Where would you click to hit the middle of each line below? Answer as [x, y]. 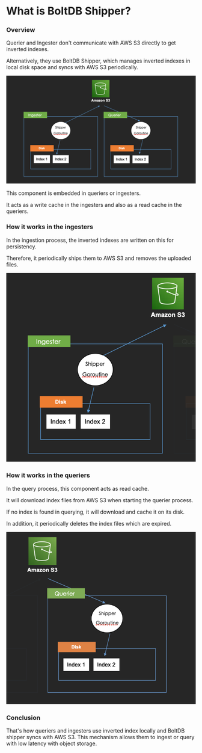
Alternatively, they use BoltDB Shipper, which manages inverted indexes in [98, 61]
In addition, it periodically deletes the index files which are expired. [89, 523]
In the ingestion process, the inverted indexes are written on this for [90, 240]
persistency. [22, 246]
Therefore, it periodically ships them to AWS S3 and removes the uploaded [99, 258]
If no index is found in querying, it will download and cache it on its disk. [96, 512]
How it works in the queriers [48, 475]
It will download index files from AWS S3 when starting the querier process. [100, 500]
